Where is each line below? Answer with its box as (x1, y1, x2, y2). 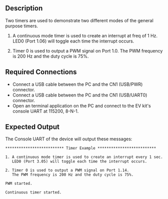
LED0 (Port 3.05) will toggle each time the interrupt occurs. (12, 159, 147, 164)
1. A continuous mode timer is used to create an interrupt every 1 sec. (5, 155, 163, 160)
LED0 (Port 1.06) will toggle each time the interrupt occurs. (12, 38, 134, 44)
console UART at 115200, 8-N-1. (12, 108, 79, 114)
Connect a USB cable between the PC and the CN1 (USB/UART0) (12, 92, 147, 98)
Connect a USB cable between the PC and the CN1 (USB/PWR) (12, 81, 143, 87)
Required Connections (5, 68, 77, 76)
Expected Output (5, 123, 60, 131)
